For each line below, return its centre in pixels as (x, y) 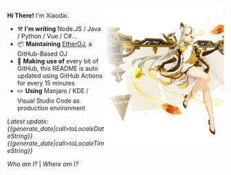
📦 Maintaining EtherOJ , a (54, 44)
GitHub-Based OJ (42, 54)
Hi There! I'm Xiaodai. (38, 16)
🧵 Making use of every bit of (58, 61)
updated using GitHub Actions (60, 76)
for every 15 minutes (46, 83)
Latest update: (28, 121)
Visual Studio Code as (48, 101)
